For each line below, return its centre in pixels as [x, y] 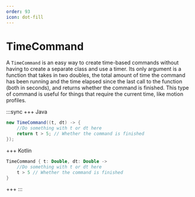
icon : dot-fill [25, 17]
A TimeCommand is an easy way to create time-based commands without [92, 63]
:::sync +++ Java [27, 112]
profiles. [16, 101]
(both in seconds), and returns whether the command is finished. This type [97, 88]
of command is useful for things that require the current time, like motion [95, 94]
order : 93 [18, 12]
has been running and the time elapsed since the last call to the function [94, 82]
